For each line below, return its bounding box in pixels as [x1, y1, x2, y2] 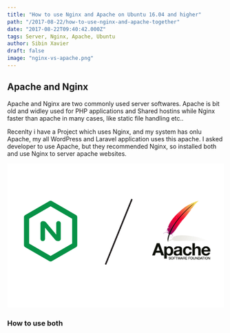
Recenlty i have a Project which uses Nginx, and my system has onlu [7, 128, 202, 136]
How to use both [7, 319, 63, 328]
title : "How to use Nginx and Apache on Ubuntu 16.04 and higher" [7, 11, 202, 18]
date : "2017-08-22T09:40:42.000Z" [7, 26, 107, 32]
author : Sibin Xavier [7, 40, 70, 48]
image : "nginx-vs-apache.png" [7, 55, 94, 62]
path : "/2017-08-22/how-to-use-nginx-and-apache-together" [7, 18, 180, 26]
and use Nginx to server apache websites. [7, 149, 127, 158]
